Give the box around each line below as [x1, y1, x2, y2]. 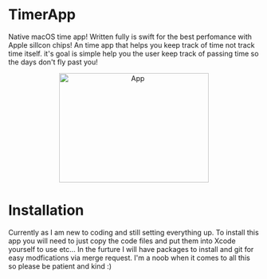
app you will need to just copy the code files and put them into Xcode [8, 236, 237, 246]
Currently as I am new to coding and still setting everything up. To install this [8, 227, 259, 237]
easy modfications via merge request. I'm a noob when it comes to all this [8, 253, 251, 262]
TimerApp [8, 6, 77, 24]
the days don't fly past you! [8, 57, 98, 67]
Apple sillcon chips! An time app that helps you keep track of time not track [8, 40, 255, 49]
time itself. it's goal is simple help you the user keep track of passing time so [8, 48, 259, 58]
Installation [8, 201, 84, 219]
